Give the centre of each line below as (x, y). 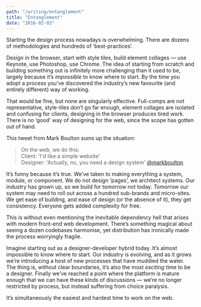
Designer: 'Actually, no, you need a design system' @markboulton (102, 163)
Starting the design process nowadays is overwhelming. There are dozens (98, 40)
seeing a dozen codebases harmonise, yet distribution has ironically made (98, 230)
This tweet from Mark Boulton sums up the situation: (71, 138)
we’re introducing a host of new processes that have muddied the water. (95, 261)
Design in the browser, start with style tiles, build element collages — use (96, 58)
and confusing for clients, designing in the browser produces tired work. (95, 114)
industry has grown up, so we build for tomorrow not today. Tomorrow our (98, 187)
